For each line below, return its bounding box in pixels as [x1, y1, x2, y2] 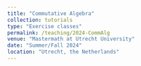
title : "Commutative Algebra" [7, 10, 95, 17]
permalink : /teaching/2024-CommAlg [7, 29, 110, 36]
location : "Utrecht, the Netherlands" [7, 49, 119, 56]
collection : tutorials [7, 16, 73, 23]
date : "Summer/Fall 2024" [7, 42, 82, 49]
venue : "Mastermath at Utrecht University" [7, 36, 135, 43]
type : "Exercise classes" [7, 23, 82, 30]
